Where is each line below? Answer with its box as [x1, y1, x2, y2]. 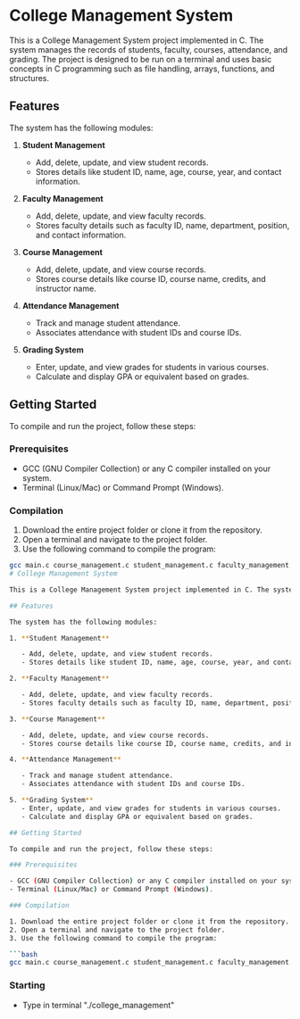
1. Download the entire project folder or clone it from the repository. [9, 916, 290, 926]
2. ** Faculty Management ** [9, 675, 110, 683]
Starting [9, 979, 46, 991]
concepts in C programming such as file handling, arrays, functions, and [9, 63, 275, 74]
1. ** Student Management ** [9, 634, 110, 642]
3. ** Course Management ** [9, 715, 105, 724]
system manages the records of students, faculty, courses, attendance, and [9, 44, 288, 54]
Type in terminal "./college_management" [21, 999, 175, 1010]
